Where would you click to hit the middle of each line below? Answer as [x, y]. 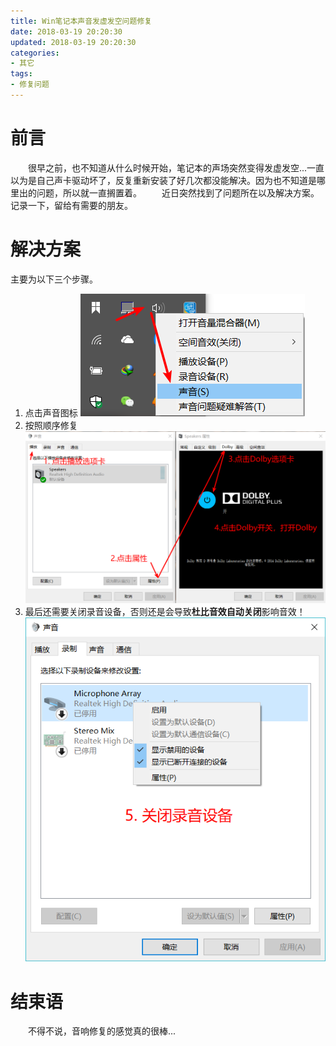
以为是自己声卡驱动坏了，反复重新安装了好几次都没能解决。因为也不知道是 [163, 180]
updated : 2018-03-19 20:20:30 [73, 42]
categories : [35, 53]
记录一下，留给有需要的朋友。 [71, 205]
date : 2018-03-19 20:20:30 [66, 31]
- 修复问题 [30, 85]
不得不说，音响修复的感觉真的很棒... [102, 1031]
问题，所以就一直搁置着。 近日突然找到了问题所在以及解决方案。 [178, 192]
